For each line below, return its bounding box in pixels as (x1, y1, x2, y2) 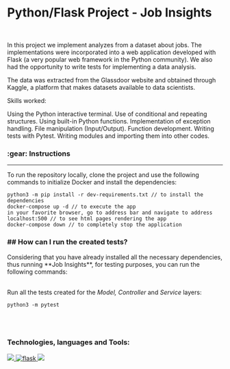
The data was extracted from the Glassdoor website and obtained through (7, 75, 216, 84)
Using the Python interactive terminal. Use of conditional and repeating (7, 110, 207, 118)
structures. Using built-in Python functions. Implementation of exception (7, 117, 211, 125)
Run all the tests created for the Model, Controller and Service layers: (7, 288, 202, 296)
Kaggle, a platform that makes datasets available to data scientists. (7, 83, 196, 91)
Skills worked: (7, 96, 47, 104)
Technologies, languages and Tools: (7, 337, 130, 347)
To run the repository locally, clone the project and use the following (7, 171, 200, 179)
